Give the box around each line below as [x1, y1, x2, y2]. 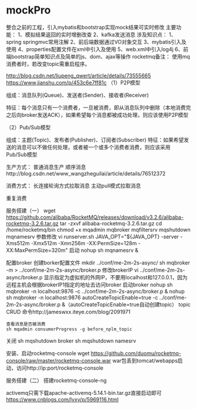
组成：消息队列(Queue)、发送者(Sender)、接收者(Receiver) [6, 92, 150, 99]
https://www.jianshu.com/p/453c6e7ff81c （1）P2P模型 [6, 79, 141, 86]
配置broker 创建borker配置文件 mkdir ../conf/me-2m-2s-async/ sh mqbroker [6, 259, 191, 266]
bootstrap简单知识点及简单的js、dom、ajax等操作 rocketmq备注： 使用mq [11, 53, 191, 60]
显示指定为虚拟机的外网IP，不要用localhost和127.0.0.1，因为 [43, 273, 188, 280]
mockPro [6, 4, 51, 17]
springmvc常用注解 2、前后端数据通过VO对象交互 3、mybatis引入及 [22, 38, 186, 45]
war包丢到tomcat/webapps [112, 357, 178, 364]
